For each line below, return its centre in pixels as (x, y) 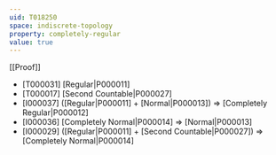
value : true (31, 42)
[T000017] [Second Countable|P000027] (97, 94)
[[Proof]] (25, 67)
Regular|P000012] (55, 112)
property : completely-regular (65, 34)
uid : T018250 (33, 17)
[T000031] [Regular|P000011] (76, 84)
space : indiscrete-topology (61, 26)
